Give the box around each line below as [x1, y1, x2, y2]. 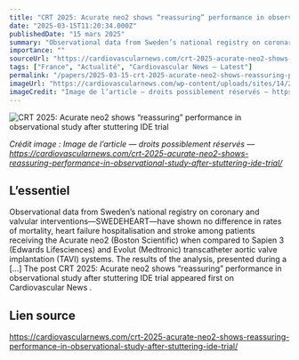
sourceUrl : [9, 54, 50, 63]
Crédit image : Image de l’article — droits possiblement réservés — [9, 139, 255, 149]
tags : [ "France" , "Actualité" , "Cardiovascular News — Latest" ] [9, 63, 253, 72]
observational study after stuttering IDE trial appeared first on [9, 273, 234, 284]
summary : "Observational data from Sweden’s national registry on [9, 37, 261, 47]
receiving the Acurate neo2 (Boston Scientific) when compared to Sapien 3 [9, 235, 285, 245]
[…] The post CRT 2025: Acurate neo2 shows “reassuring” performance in [9, 263, 282, 274]
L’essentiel [9, 183, 70, 198]
